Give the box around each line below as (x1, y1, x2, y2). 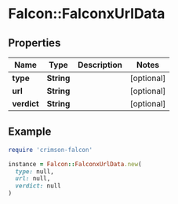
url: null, (15, 175, 51, 183)
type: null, (15, 167, 55, 176)
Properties (8, 36, 61, 50)
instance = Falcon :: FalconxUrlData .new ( (8, 160, 143, 168)
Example (8, 125, 52, 139)
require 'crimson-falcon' (8, 146, 93, 154)
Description (77, 60, 123, 70)
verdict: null (15, 182, 61, 190)
